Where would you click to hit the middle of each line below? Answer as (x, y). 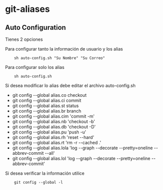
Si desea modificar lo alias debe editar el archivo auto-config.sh (70, 86)
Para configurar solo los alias (35, 67)
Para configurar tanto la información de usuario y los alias (64, 49)
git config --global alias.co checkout (49, 95)
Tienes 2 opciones (24, 39)
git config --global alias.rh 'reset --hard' (53, 137)
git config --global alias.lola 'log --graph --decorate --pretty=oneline (82, 148)
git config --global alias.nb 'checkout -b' (54, 122)
